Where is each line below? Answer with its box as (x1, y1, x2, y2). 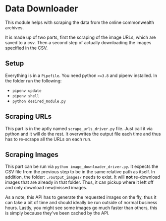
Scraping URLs (5, 112, 52, 121)
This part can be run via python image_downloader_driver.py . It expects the (5, 163, 159, 169)
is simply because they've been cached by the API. (5, 210, 110, 216)
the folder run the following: (5, 77, 62, 83)
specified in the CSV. (5, 45, 48, 51)
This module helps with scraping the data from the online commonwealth (5, 19, 155, 25)
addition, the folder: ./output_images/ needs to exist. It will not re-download (5, 174, 160, 180)
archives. (5, 24, 24, 30)
